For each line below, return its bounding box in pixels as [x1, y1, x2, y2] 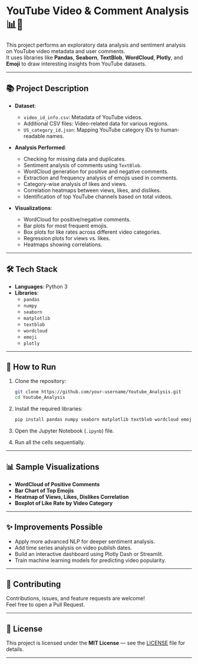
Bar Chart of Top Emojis [14, 487, 74, 494]
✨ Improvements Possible [6, 522, 103, 532]
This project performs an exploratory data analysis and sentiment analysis [6, 41, 186, 48]
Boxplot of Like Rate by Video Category [14, 499, 113, 506]
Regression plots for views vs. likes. [23, 234, 111, 241]
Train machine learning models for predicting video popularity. [14, 557, 166, 564]
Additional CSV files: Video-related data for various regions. [23, 120, 169, 127]
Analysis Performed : [14, 143, 67, 151]
